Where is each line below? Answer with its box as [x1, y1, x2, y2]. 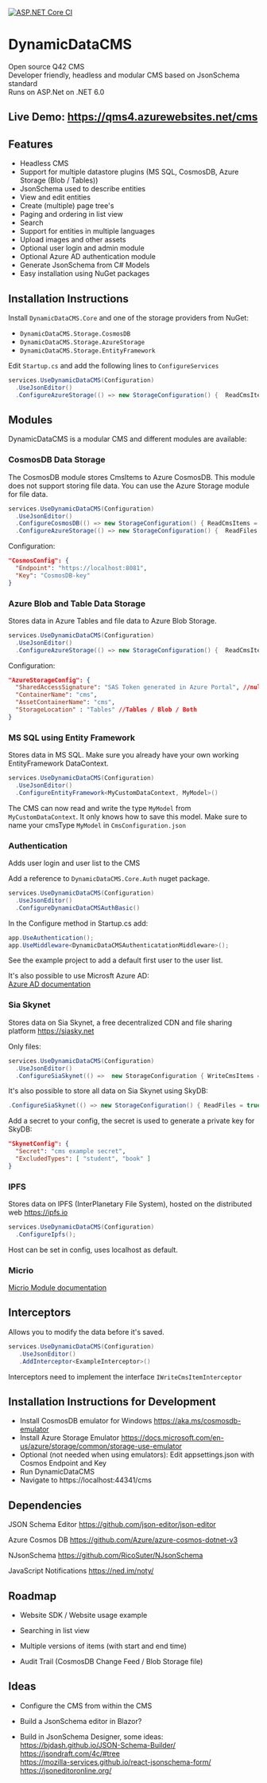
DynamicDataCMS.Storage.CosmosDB [19, 329, 131, 338]
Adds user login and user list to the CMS [8, 858, 141, 868]
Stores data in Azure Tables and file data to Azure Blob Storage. [8, 616, 217, 625]
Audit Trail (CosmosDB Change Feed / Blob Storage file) [19, 1656, 203, 1666]
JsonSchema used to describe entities [19, 184, 145, 194]
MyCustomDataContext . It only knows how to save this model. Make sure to [8, 812, 248, 821]
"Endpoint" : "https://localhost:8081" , [15, 565, 148, 573]
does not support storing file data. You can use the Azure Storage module [8, 481, 250, 490]
